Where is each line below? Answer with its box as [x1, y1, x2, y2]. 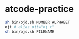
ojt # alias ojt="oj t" [5, 24, 55, 29]
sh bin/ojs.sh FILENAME [5, 29, 55, 34]
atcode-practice [5, 3, 74, 15]
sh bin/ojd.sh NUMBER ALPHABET [5, 20, 70, 25]
